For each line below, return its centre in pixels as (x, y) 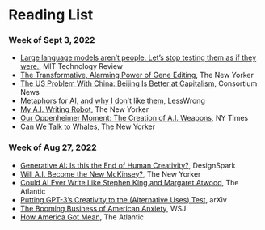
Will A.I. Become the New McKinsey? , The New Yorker (110, 174)
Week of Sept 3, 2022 (52, 40)
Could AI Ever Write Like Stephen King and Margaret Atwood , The (129, 182)
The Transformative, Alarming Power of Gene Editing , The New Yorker (137, 75)
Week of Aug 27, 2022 (53, 147)
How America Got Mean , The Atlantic (82, 217)
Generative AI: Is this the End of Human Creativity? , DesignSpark (128, 165)
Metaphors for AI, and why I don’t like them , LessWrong (113, 101)
